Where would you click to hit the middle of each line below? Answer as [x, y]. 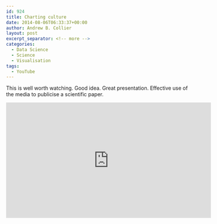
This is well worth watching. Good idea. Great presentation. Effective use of [97, 88]
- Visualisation [31, 60]
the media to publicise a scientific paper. [55, 94]
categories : [20, 45]
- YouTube [23, 72]
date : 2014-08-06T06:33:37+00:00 [47, 22]
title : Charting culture [36, 17]
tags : [13, 66]
